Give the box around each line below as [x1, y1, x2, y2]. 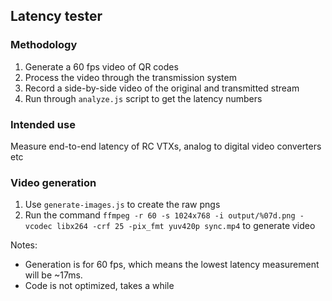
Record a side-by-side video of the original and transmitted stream [24, 82, 300, 94]
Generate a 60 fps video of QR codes [24, 60, 179, 73]
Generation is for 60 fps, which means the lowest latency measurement [24, 259, 320, 271]
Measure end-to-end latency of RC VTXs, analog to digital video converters [10, 140, 322, 152]
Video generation [10, 175, 97, 189]
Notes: [10, 239, 38, 251]
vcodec [24, 222, 53, 232]
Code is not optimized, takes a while [24, 280, 175, 292]
